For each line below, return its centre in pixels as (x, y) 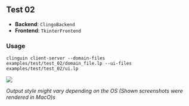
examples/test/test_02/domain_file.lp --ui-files (69, 64)
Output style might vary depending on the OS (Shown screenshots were (94, 91)
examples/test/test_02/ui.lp (42, 69)
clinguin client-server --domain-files (56, 58)
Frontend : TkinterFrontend (48, 30)
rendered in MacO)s (31, 97)
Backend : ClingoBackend (45, 24)
